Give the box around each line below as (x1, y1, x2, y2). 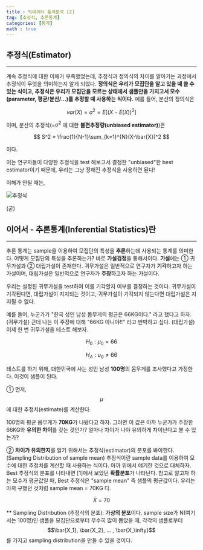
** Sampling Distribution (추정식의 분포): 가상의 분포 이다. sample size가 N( (6, 509, 186, 516)
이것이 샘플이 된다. (14, 373, 58, 380)
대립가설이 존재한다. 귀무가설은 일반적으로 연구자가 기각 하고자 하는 (36, 262, 193, 270)
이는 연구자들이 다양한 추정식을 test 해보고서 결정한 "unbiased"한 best (6, 159, 173, 166)
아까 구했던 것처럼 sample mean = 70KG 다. (6, 484, 112, 491)
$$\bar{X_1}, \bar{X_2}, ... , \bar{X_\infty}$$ (47, 526, 156, 534)
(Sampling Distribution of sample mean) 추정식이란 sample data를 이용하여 (6, 454, 189, 461)
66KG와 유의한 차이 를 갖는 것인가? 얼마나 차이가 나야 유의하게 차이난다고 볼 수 (6, 426, 190, 433)
